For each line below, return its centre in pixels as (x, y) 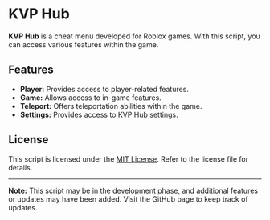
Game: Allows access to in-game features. (91, 98)
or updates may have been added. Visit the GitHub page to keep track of (129, 199)
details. (20, 167)
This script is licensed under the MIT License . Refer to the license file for (129, 159)
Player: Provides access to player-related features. (104, 89)
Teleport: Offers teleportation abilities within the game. (111, 106)
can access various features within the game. (84, 44)
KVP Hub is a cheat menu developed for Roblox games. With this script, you (135, 36)
